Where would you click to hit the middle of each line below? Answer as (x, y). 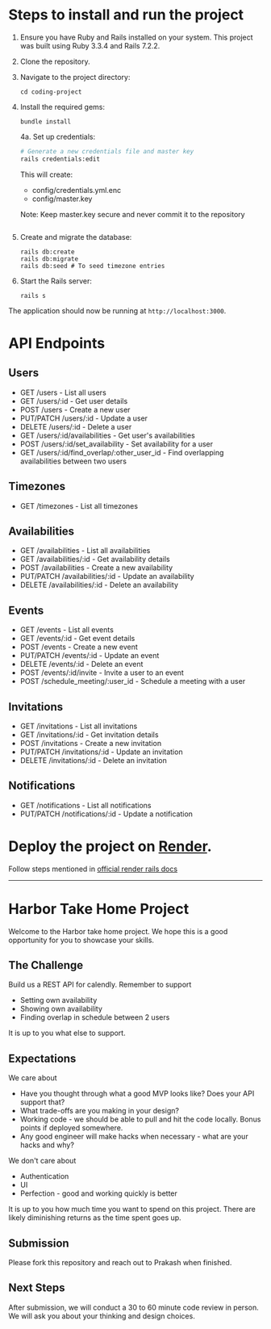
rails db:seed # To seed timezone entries (92, 266)
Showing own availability (61, 1009)
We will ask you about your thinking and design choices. (102, 1316)
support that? (42, 1102)
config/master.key (62, 199)
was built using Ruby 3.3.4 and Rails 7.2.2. (90, 45)
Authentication (44, 1176)
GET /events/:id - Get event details (77, 639)
